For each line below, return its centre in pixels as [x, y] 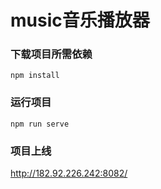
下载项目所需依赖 [51, 54]
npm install [35, 76]
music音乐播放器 [80, 20]
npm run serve [40, 124]
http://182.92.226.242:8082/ [69, 173]
